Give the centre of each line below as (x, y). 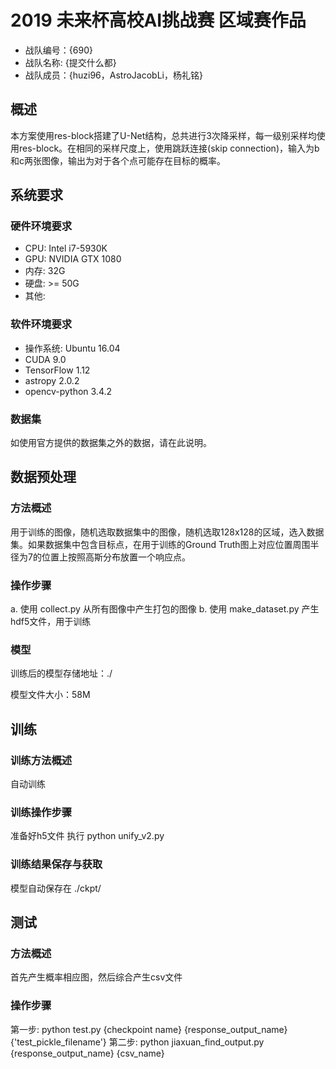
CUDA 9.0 (45, 359)
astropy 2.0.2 (52, 380)
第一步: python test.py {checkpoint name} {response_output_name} (149, 1029)
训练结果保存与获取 (56, 864)
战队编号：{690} (58, 50)
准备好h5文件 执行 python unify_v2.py (87, 836)
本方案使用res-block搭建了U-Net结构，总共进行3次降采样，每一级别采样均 (163, 135)
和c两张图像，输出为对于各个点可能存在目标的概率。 (118, 160)
